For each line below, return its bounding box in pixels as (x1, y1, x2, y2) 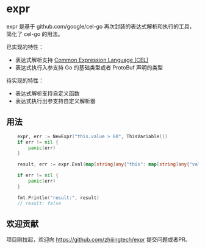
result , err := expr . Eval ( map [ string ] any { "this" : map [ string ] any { (17, 161, 190, 167)
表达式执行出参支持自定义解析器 (15, 97, 96, 105)
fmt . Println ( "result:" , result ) (17, 194, 99, 201)
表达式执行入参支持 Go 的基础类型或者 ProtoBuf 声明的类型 (15, 63, 164, 71)
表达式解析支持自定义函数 (15, 89, 80, 97)
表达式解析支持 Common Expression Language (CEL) (15, 56, 149, 63)
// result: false (17, 200, 62, 206)
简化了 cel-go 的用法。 (6, 30, 63, 38)
